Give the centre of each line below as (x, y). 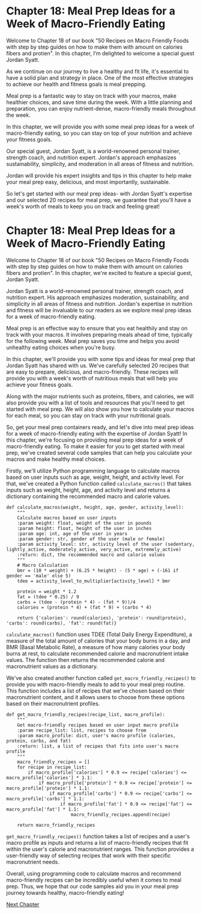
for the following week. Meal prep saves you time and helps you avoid (93, 341)
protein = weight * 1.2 (47, 591)
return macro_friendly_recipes (56, 825)
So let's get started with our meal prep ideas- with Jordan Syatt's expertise (99, 193)
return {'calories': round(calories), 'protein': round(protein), (102, 618)
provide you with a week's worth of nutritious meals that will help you (92, 378)
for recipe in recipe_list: (52, 767)
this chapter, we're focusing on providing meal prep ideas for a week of (95, 440)
